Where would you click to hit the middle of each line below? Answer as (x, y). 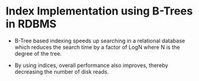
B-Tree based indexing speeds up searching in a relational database (100, 40)
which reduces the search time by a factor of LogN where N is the (97, 47)
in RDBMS (31, 24)
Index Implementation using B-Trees (99, 11)
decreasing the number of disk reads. (61, 71)
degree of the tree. (38, 53)
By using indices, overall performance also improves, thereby (91, 65)
